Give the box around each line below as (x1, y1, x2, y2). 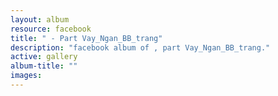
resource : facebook (10, 24, 92, 34)
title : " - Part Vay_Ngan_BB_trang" (10, 33, 163, 43)
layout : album (10, 14, 70, 25)
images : (10, 71, 43, 81)
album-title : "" (10, 61, 78, 71)
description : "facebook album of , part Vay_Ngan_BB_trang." (10, 42, 271, 53)
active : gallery (10, 52, 78, 62)
